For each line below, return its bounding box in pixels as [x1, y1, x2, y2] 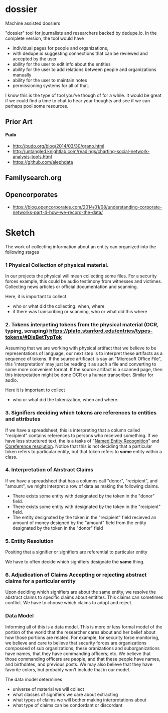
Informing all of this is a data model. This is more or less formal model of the [5, 623, 162, 630]
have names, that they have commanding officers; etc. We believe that [5, 651, 151, 657]
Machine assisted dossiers [5, 20, 61, 26]
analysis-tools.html [12, 154, 52, 160]
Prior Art [5, 117, 33, 126]
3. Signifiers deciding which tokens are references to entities [5, 409, 157, 416]
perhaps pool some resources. [5, 103, 69, 109]
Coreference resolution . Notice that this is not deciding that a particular [5, 443, 152, 449]
